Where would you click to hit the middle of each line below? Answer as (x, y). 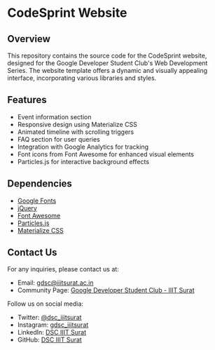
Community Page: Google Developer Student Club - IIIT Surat (106, 290)
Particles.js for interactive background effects (83, 161)
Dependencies (40, 184)
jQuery (27, 208)
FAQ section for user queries (58, 139)
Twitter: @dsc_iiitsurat (49, 318)
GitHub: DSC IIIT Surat (49, 340)
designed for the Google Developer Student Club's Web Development (107, 63)
